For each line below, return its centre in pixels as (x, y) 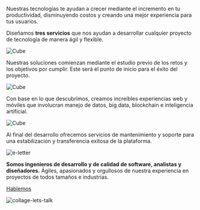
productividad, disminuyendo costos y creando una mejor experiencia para (99, 15)
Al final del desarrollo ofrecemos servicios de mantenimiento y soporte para (100, 135)
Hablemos (19, 189)
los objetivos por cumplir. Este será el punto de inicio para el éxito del (92, 69)
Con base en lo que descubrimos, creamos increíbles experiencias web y (97, 99)
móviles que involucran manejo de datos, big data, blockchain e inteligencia (100, 105)
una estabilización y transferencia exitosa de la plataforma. (79, 141)
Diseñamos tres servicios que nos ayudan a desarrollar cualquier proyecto (99, 33)
